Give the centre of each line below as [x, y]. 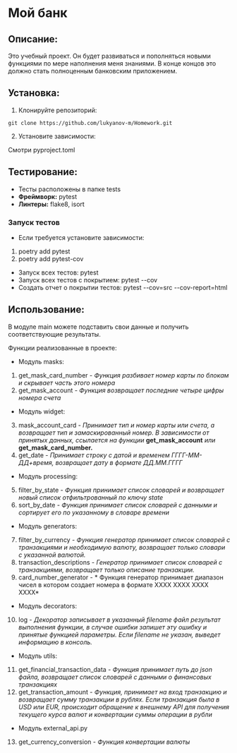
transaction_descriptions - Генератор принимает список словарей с [120, 562]
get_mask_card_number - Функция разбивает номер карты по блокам [123, 375]
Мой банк [38, 13]
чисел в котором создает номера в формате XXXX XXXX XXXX [113, 584]
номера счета [39, 397]
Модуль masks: [41, 361]
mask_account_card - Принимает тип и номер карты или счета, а [116, 425]
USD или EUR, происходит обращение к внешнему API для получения [124, 706]
